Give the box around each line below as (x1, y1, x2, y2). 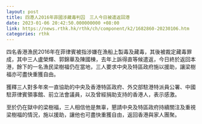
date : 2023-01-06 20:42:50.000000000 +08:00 (6, 20, 120, 26)
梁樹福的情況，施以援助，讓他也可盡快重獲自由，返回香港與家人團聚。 (6, 111, 180, 119)
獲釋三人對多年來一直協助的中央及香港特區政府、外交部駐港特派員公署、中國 (6, 83, 196, 90)
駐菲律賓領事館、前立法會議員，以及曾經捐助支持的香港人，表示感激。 (6, 91, 180, 98)
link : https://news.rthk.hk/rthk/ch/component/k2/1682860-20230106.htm (6, 25, 189, 32)
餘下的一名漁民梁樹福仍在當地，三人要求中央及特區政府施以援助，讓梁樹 (16, 63, 196, 71)
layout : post (6, 8, 39, 15)
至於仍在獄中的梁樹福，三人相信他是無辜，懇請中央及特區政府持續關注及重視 (6, 104, 196, 111)
